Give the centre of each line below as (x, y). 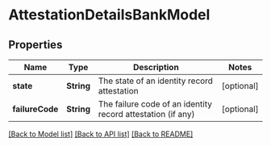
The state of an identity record (156, 81)
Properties (35, 45)
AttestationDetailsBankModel (109, 15)
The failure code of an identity (155, 104)
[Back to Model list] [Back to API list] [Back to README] (101, 134)
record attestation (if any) (146, 114)
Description (156, 67)
